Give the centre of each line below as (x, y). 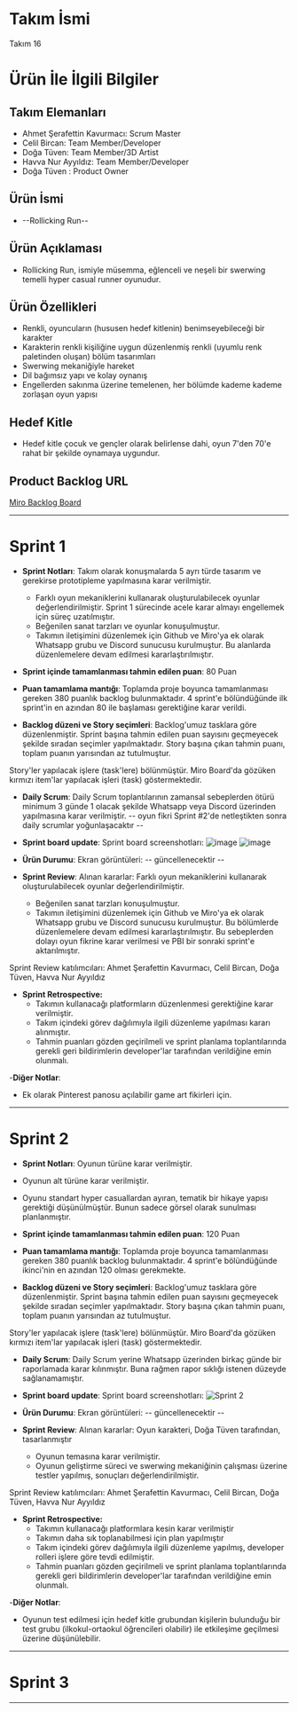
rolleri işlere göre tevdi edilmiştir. (95, 1557)
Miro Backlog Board (45, 502)
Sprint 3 (39, 1683)
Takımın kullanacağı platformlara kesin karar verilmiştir (134, 1528)
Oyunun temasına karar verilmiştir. (98, 1456)
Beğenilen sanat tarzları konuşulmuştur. (107, 903)
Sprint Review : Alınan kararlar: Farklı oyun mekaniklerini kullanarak (145, 876)
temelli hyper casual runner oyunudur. (91, 279)
